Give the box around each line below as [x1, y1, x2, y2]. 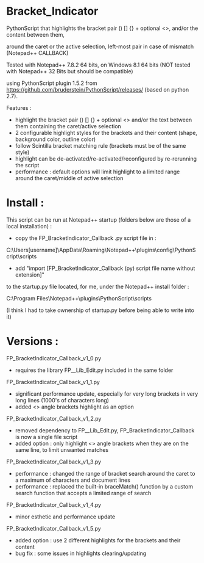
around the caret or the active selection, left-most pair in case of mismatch [6, 43, 194, 50]
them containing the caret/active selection [15, 122, 122, 129]
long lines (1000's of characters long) [15, 396, 110, 404]
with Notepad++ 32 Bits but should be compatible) [6, 67, 133, 74]
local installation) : [6, 222, 52, 230]
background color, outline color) [15, 136, 96, 143]
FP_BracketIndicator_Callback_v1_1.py [6, 378, 100, 385]
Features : [6, 104, 32, 111]
